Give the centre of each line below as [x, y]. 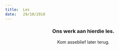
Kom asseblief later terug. [83, 42]
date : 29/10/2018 [25, 14]
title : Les [17, 10]
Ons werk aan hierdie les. [83, 31]
